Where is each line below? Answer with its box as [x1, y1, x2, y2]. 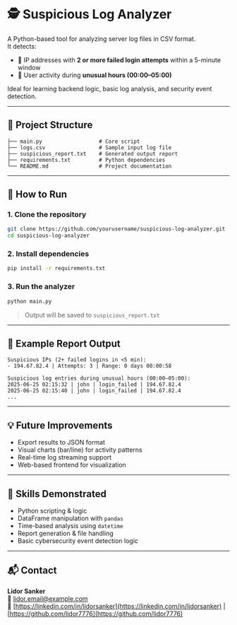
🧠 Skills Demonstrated [7, 488, 107, 500]
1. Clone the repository [7, 210, 87, 220]
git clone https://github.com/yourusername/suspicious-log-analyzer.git [7, 226, 226, 233]
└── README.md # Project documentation [7, 163, 172, 170]
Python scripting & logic [17, 506, 87, 515]
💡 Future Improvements [7, 419, 113, 431]
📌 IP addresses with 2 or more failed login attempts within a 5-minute [17, 55, 221, 64]
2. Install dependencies [7, 249, 90, 259]
